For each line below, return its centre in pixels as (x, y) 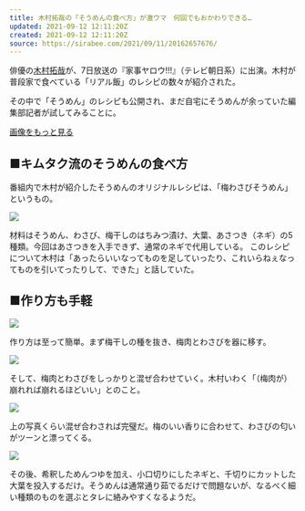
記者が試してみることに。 (73, 113)
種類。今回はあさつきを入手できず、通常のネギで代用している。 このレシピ (150, 246)
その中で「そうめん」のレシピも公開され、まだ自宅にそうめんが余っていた (149, 101)
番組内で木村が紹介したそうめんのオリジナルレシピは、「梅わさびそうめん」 (151, 187)
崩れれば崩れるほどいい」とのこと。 (77, 390)
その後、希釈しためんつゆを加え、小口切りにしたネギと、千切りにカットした (153, 474)
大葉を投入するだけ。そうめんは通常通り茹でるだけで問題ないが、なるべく (149, 485)
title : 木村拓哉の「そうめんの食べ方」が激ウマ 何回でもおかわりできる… (131, 18)
